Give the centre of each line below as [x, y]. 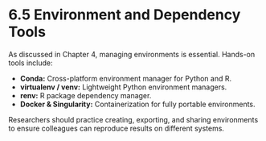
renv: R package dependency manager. [86, 95]
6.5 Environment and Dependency [125, 15]
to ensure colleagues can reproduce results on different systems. [117, 128]
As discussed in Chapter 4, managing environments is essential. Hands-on [132, 54]
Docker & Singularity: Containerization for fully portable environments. [137, 104]
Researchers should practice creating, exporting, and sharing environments [133, 119]
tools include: [31, 63]
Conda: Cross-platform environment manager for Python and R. [125, 78]
